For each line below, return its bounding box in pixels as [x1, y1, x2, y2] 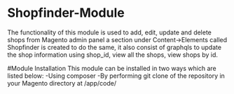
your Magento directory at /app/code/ [7, 79, 117, 87]
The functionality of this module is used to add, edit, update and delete [7, 28, 212, 36]
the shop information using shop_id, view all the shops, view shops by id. [7, 51, 219, 59]
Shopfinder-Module [7, 5, 125, 21]
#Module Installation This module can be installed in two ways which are [7, 64, 216, 72]
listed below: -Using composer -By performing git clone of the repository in [7, 72, 226, 80]
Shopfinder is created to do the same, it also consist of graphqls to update [7, 43, 222, 51]
